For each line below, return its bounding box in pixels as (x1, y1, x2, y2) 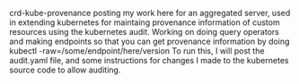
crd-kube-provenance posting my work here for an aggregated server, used (9, 8, 291, 18)
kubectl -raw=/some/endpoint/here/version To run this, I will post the (9, 46, 265, 56)
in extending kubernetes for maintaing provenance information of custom (9, 17, 280, 28)
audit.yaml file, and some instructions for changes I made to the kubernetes (9, 55, 289, 65)
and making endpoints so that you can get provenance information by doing (9, 36, 290, 46)
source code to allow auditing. (9, 64, 121, 75)
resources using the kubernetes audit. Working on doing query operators (9, 27, 280, 37)
